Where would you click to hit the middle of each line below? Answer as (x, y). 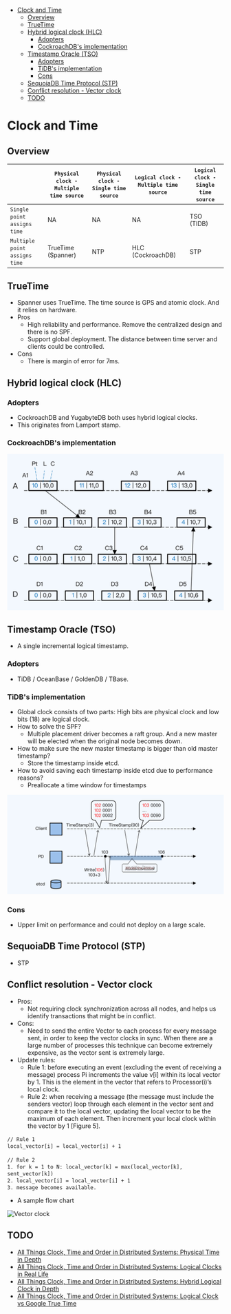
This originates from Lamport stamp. (69, 425)
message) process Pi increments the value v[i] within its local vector (124, 1074)
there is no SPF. (49, 332)
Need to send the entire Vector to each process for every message (122, 1031)
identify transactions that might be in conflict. (91, 1015)
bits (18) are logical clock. (53, 719)
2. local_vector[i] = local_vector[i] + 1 (69, 1181)
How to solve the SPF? (49, 726)
